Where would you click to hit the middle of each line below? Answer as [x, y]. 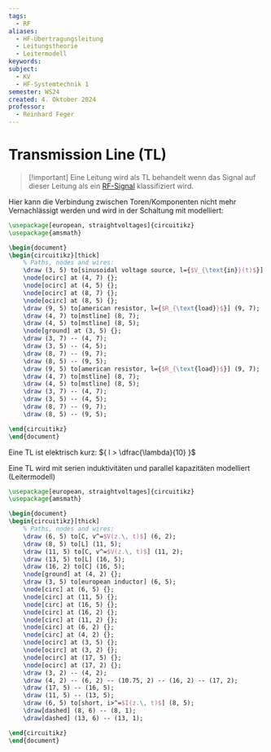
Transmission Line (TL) [87, 155]
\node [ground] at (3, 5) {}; [72, 331]
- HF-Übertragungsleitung [60, 39]
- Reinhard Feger [45, 115]
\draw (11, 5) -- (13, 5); [69, 696]
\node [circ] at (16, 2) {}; [70, 612]
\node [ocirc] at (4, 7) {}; [70, 278]
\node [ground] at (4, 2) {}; [72, 574]
